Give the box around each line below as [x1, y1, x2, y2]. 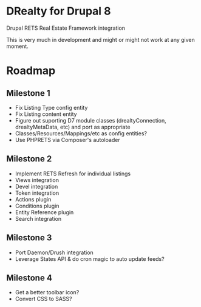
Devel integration [15, 183, 58, 190]
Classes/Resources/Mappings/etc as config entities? [15, 129, 148, 137]
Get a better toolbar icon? [15, 289, 80, 296]
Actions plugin [15, 195, 52, 203]
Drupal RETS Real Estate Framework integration [6, 24, 126, 32]
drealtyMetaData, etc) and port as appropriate [15, 123, 131, 130]
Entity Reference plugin [15, 208, 74, 216]
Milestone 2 [6, 153, 52, 164]
